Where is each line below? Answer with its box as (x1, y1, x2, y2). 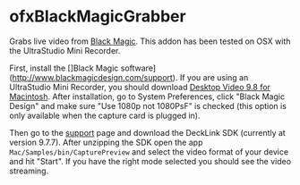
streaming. (9, 165, 49, 176)
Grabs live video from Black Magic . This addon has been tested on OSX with (9, 36, 291, 46)
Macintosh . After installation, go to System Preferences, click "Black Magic (9, 91, 285, 102)
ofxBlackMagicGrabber (9, 6, 186, 27)
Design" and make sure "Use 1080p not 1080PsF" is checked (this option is (9, 100, 287, 111)
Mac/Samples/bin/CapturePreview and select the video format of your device (9, 146, 289, 157)
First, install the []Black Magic (9, 63, 119, 73)
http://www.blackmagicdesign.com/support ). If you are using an (12, 71, 249, 82)
